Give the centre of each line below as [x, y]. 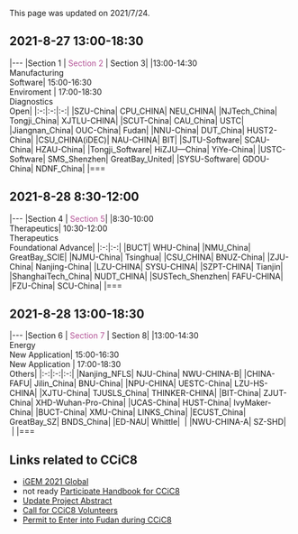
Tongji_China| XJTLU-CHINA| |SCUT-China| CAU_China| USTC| [127, 120]
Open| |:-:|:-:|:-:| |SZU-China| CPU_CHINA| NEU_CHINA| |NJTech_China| [143, 111]
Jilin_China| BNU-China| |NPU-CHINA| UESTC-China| [133, 383]
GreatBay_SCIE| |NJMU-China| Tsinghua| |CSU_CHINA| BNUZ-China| [137, 257]
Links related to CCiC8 [73, 460]
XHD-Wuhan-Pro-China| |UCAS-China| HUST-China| [134, 403]
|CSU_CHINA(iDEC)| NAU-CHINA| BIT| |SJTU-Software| [139, 140]
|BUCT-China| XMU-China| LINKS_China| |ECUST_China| [141, 412]
